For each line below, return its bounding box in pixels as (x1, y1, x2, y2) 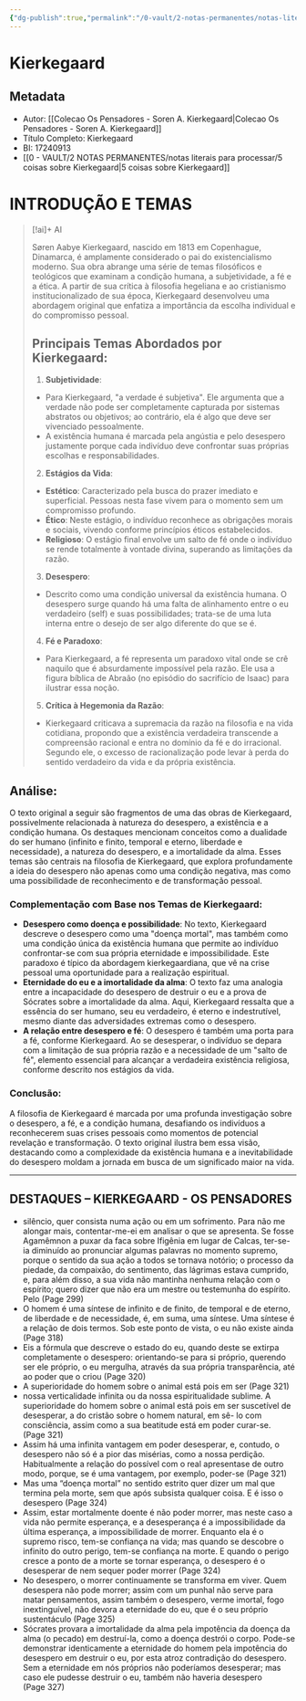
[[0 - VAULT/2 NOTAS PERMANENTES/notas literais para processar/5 (22, 152, 283, 163)
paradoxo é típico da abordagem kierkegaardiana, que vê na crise (22, 958, 270, 969)
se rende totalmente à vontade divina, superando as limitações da (45, 544, 293, 555)
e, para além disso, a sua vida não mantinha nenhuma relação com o (22, 1274, 280, 1285)
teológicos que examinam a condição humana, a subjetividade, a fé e (31, 270, 291, 281)
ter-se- (263, 1234, 291, 1246)
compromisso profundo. (45, 505, 137, 516)
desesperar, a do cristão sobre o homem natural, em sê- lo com (22, 1410, 262, 1421)
